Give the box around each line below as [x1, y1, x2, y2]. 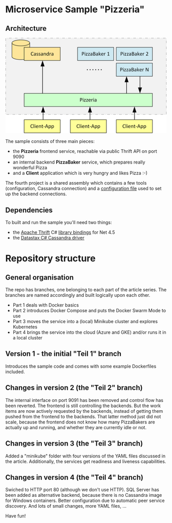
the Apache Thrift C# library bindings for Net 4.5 [12, 229, 115, 235]
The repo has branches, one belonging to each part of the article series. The [5, 287, 167, 293]
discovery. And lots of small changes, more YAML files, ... [5, 503, 127, 509]
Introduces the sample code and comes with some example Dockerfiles [5, 363, 157, 369]
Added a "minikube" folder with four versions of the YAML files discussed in [5, 453, 165, 459]
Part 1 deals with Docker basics [12, 302, 79, 308]
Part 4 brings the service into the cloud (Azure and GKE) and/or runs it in [12, 329, 166, 335]
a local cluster [12, 335, 42, 341]
